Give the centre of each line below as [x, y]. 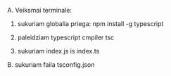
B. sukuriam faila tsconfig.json [51, 65]
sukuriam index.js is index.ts [58, 51]
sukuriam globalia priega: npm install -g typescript [90, 24]
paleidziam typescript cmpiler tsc [66, 37]
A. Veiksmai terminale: [40, 10]
